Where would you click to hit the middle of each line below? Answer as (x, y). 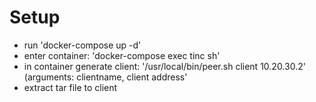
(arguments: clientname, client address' (105, 77)
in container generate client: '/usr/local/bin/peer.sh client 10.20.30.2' (164, 66)
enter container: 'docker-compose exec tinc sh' (122, 55)
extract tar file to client (70, 87)
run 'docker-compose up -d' (82, 45)
